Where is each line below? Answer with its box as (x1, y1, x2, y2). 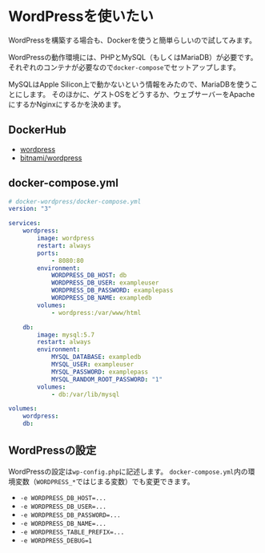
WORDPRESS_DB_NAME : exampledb (50, 294, 152, 302)
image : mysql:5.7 (37, 330, 94, 339)
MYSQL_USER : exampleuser (50, 361, 135, 369)
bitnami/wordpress (19, 153, 82, 163)
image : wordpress (37, 234, 94, 243)
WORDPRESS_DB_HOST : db (50, 272, 127, 280)
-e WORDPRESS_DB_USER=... (19, 503, 106, 511)
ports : (37, 249, 59, 257)
